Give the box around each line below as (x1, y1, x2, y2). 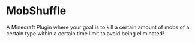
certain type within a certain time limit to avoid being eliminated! (6, 29, 164, 37)
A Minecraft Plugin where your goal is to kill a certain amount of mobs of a (6, 24, 190, 31)
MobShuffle (6, 4, 67, 18)
